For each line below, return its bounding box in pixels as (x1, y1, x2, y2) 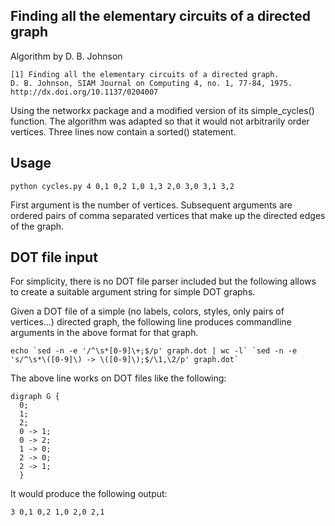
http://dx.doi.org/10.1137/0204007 (10, 87, 159, 97)
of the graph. (10, 220, 65, 232)
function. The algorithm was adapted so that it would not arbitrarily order (10, 115, 310, 127)
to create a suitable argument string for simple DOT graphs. (10, 286, 256, 298)
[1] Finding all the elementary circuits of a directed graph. (10, 69, 280, 79)
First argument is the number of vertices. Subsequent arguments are (10, 199, 293, 211)
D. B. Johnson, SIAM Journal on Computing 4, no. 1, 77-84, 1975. (10, 78, 293, 88)
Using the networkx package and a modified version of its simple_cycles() (10, 104, 315, 116)
